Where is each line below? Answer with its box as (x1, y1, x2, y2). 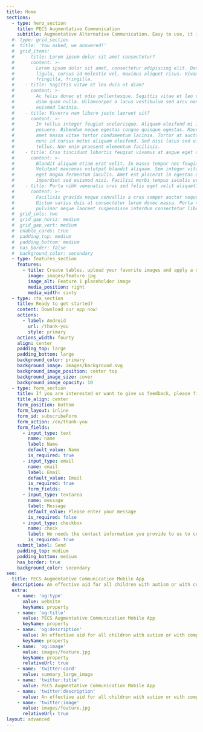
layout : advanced (6, 716, 50, 722)
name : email (28, 463, 59, 470)
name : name (28, 435, 56, 441)
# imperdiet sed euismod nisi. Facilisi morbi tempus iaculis (11, 178, 190, 184)
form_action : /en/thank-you (17, 419, 88, 425)
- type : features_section (11, 256, 77, 262)
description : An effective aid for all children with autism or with (11, 582, 190, 588)
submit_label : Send (17, 542, 66, 548)
